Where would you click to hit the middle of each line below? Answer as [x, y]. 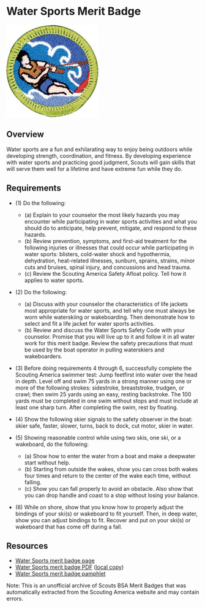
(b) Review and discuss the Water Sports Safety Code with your [105, 330]
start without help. [47, 463]
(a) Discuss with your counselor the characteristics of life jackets [106, 304]
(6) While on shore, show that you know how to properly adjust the [99, 507]
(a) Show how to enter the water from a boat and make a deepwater [110, 456]
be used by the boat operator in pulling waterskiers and [94, 350]
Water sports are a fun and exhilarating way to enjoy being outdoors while [99, 149]
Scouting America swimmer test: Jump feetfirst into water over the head [106, 374]
